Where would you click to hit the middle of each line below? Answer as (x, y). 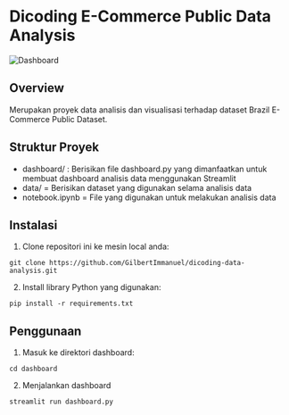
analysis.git (33, 271)
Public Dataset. (80, 119)
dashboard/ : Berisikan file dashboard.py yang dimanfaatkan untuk (144, 169)
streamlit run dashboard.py (62, 402)
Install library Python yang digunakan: (91, 287)
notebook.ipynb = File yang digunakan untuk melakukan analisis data (149, 197)
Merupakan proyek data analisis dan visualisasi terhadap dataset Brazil (140, 110)
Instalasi (33, 225)
